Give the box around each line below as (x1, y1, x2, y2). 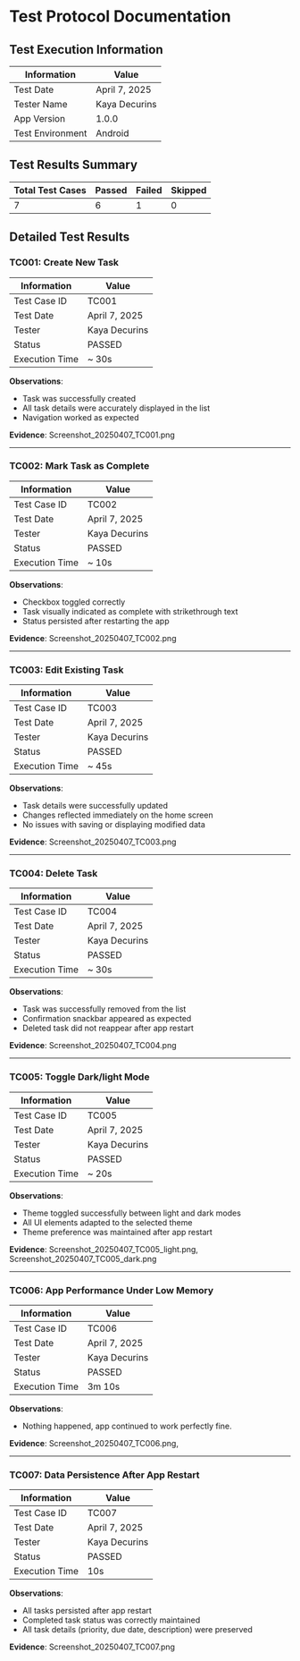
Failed (135, 183, 162, 196)
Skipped (171, 183, 207, 196)
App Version (13, 113, 65, 124)
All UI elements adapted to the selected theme (21, 1216, 193, 1227)
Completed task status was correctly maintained (21, 1614, 201, 1625)
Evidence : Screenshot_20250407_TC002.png (9, 632, 177, 643)
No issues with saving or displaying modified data (21, 819, 205, 830)
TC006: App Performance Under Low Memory (9, 1284, 214, 1296)
